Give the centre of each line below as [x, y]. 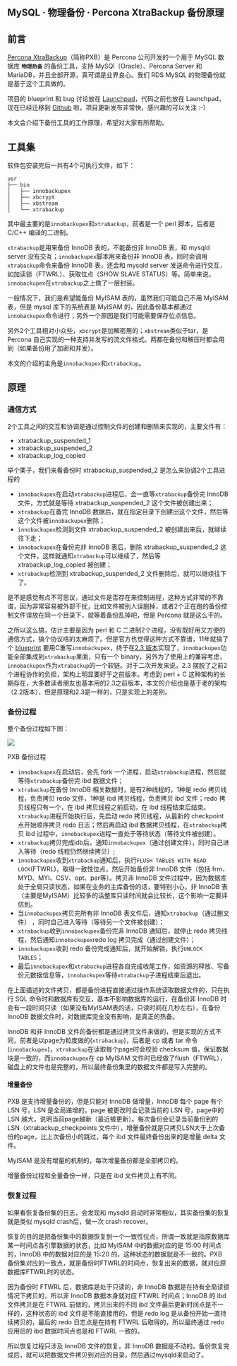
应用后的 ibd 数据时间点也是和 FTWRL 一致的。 [75, 1331]
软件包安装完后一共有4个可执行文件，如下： [71, 165]
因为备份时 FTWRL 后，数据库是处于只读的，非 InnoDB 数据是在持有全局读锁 [119, 1286]
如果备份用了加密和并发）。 [58, 348]
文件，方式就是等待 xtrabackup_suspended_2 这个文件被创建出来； [115, 502]
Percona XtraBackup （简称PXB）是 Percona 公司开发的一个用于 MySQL [112, 57]
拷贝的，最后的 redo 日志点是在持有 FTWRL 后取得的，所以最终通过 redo [119, 1322]
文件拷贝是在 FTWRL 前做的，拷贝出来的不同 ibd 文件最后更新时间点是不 [113, 1304]
